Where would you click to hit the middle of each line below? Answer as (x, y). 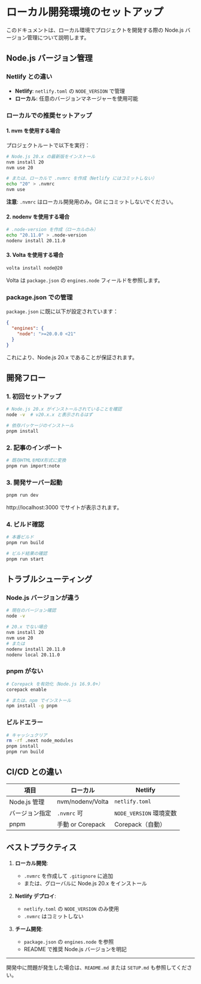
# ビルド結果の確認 (27, 554)
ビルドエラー (25, 722)
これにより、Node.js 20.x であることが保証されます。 (72, 357)
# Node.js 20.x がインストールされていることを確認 (64, 409)
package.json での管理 (39, 297)
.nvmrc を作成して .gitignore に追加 (68, 876)
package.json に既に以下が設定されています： (62, 311)
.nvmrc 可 (70, 813)
